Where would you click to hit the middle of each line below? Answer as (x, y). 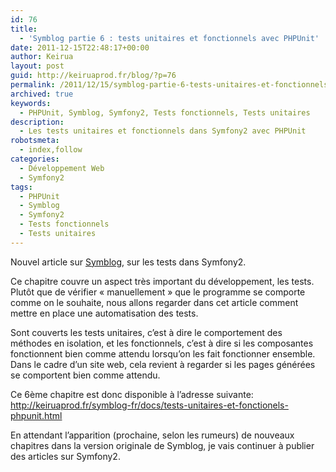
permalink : (33, 85)
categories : (35, 159)
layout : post (37, 66)
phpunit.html (36, 415)
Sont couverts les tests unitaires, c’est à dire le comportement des (146, 332)
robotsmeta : (35, 141)
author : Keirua (42, 57)
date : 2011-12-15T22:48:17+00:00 (80, 47)
